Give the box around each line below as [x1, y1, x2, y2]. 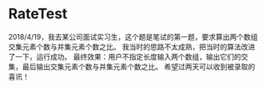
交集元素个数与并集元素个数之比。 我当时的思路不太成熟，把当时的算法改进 [8, 41, 256, 52]
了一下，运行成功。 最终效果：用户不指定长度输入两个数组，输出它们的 [8, 52, 241, 61]
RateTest [8, 5, 68, 23]
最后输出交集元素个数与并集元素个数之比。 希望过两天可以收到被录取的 [22, 61, 256, 72]
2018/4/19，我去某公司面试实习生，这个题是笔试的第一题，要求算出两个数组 [8, 32, 258, 41]
